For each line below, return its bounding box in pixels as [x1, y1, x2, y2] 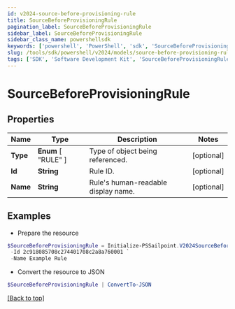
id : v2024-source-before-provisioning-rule [7, 10, 136, 17]
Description [117, 134, 157, 144]
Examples [7, 210, 51, 222]
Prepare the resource [17, 229, 79, 237]
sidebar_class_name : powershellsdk [7, 36, 111, 43]
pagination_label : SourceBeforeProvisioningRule [7, 23, 152, 30]
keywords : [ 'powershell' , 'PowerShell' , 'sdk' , [7, 43, 149, 50]
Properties [7, 113, 55, 126]
